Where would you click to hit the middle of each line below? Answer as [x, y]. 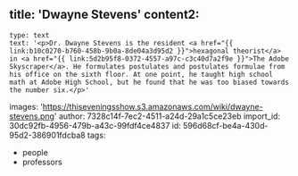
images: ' [26, 106]
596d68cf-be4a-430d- [225, 125]
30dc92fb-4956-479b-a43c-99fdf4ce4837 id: [95, 125]
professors [42, 162]
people [35, 152]
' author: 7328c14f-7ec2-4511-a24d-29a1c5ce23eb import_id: [167, 116]
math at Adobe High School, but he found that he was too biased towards [149, 82]
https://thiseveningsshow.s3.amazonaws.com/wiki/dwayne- [153, 106]
